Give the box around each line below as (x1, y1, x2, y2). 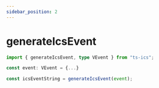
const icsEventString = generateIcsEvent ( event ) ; (6, 76, 133, 82)
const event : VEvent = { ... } (6, 65, 79, 71)
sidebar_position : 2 (6, 8, 58, 15)
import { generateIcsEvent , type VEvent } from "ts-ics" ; (6, 54, 154, 60)
